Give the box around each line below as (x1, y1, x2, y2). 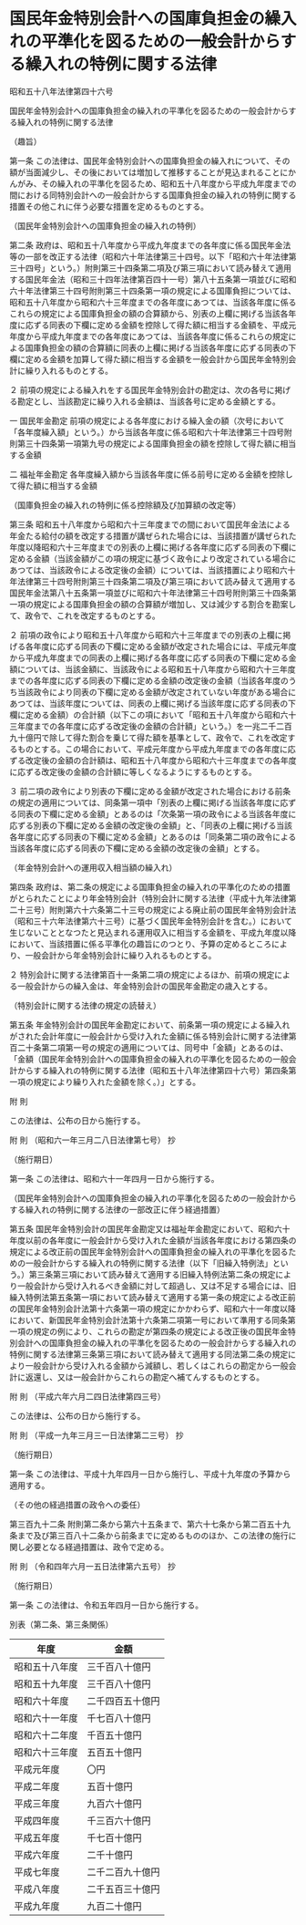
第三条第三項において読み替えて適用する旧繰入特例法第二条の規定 (28, 1268, 276, 1279)
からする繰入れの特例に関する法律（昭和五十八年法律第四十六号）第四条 (16, 1064, 289, 1076)
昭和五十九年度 (14, 1677, 79, 1690)
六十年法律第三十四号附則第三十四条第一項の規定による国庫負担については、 (9, 285, 296, 296)
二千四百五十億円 (87, 1694, 161, 1707)
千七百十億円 (87, 1831, 143, 1844)
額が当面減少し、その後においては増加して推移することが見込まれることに (9, 166, 289, 178)
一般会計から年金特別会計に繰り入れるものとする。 (25, 949, 217, 960)
